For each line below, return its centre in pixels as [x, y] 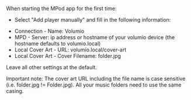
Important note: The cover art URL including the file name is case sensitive [96, 79]
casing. [15, 91]
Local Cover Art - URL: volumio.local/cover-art [70, 50]
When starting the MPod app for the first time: [61, 8]
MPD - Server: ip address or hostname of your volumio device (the [95, 37]
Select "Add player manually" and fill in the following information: [93, 20]
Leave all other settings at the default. [52, 67]
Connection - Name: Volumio [49, 31]
